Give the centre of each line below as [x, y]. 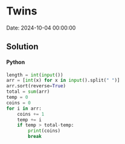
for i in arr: [24, 108]
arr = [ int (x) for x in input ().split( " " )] [63, 80]
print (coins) [44, 131]
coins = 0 [19, 103]
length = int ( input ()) [35, 75]
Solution [22, 47]
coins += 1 [31, 114]
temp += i [30, 120]
